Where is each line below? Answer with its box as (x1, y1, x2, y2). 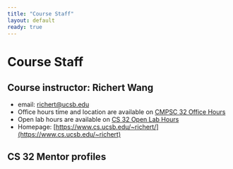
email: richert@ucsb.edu (17, 100, 90, 109)
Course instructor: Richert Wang (7, 82, 154, 94)
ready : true (7, 23, 42, 30)
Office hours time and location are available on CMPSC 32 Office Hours (17, 108, 226, 116)
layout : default (7, 17, 55, 24)
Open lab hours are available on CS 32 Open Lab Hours (17, 115, 179, 124)
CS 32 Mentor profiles (7, 151, 107, 163)
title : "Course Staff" (7, 10, 74, 18)
